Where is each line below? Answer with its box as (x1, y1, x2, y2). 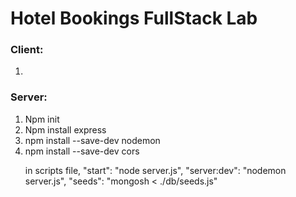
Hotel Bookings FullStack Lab (10, 7, 258, 30)
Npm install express (24, 123, 107, 136)
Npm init (24, 113, 60, 125)
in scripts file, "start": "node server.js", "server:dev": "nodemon (24, 164, 287, 176)
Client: (10, 43, 44, 57)
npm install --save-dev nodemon (24, 134, 161, 146)
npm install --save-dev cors (24, 145, 140, 157)
